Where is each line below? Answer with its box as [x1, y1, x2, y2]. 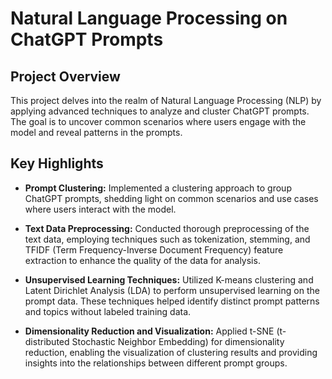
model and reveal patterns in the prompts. [10, 127, 183, 138]
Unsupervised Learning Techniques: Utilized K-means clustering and [24, 273, 314, 286]
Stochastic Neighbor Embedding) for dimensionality [71, 335, 285, 347]
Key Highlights [10, 155, 104, 172]
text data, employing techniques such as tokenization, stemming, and [24, 233, 311, 245]
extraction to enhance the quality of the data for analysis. [24, 254, 261, 266]
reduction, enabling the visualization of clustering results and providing [24, 346, 318, 358]
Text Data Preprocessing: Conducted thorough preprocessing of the [24, 222, 310, 234]
